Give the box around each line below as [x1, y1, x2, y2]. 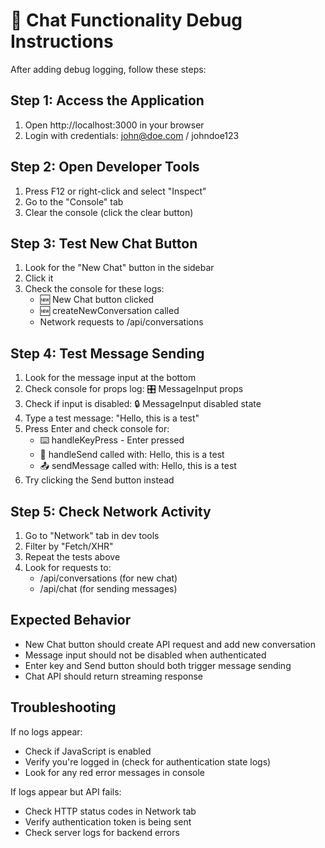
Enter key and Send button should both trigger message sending [24, 659, 292, 671]
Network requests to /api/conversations [39, 316, 204, 328]
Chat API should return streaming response [24, 670, 203, 682]
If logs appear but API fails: [10, 785, 122, 798]
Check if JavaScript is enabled [24, 745, 152, 757]
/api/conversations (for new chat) [39, 572, 178, 584]
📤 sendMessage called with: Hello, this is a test [39, 460, 237, 472]
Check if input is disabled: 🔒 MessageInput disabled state [24, 398, 262, 410]
